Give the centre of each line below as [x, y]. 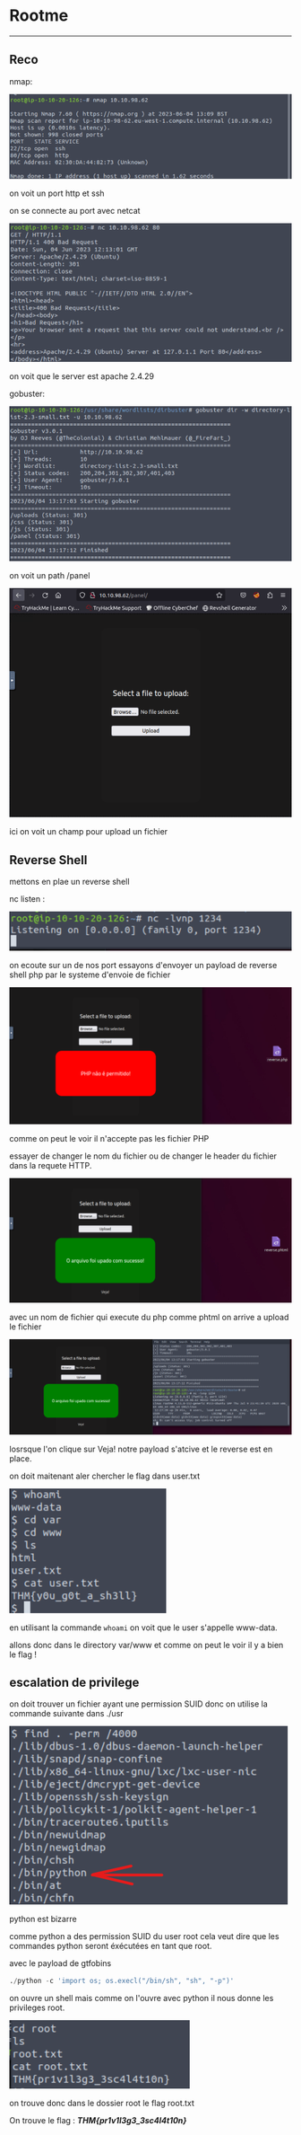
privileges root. [37, 2007]
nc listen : [27, 898]
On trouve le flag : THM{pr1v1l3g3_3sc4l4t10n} [98, 2121]
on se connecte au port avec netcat [75, 210]
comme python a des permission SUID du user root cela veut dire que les [144, 1936]
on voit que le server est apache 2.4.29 [82, 376]
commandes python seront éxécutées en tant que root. [111, 1946]
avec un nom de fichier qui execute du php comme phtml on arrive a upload [149, 1317]
